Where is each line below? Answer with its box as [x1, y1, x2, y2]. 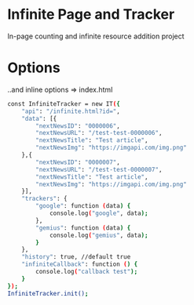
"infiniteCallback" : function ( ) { [21, 260, 138, 268]
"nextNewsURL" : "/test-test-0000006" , [35, 129, 163, 137]
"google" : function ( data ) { [35, 202, 131, 210]
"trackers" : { [21, 194, 68, 203]
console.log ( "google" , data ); [49, 209, 148, 217]
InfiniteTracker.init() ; [7, 289, 89, 297]
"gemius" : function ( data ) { [35, 223, 131, 232]
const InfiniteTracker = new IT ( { [7, 100, 121, 107]
